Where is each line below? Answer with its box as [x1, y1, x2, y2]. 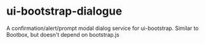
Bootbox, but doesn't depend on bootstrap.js [6, 31, 119, 38]
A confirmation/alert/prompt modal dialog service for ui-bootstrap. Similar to [6, 24, 199, 32]
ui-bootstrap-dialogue [6, 4, 122, 18]
